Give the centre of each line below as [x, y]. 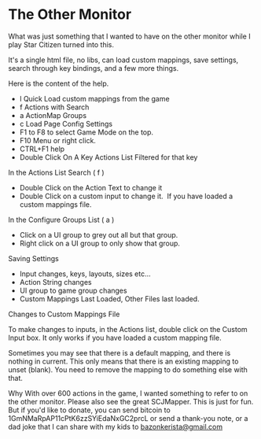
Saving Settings [33, 258]
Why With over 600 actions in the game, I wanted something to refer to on [128, 393]
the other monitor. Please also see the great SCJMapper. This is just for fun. [131, 401]
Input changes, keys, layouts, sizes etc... [85, 274]
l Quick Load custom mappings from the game [95, 98]
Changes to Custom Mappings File [64, 314]
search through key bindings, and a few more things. [94, 68]
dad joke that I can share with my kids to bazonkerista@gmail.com [115, 426]
